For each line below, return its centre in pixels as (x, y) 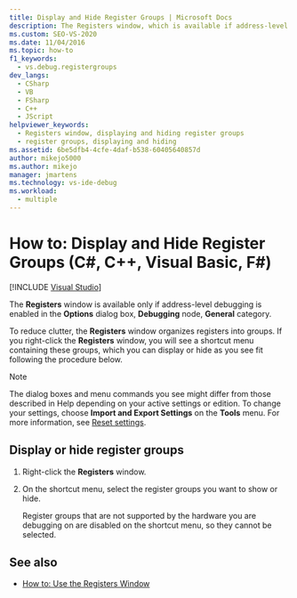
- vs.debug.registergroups (67, 68)
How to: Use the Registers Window (86, 584)
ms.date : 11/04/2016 (48, 42)
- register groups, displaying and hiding (97, 141)
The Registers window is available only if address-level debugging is (136, 304)
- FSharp (33, 100)
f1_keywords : (33, 59)
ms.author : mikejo (43, 166)
